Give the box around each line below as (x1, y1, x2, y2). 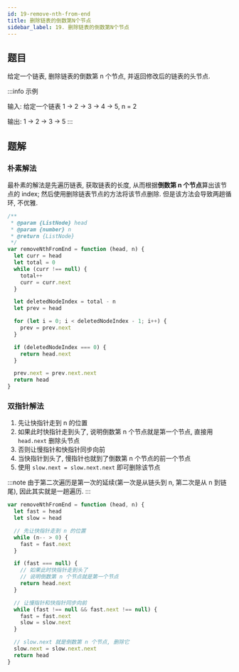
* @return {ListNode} (10, 233, 75, 240)
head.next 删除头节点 (17, 437, 80, 445)
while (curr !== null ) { (14, 265, 87, 272)
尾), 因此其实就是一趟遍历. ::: (7, 487, 91, 496)
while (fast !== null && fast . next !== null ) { (14, 606, 158, 613)
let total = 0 (14, 259, 55, 266)
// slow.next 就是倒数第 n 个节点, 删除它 (14, 639, 129, 646)
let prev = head (14, 305, 62, 312)
